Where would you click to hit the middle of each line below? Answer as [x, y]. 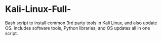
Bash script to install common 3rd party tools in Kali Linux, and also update [81, 23]
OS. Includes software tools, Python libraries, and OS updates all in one [78, 28]
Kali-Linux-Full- [38, 9]
